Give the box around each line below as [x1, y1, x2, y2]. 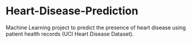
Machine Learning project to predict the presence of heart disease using [5, 24, 187, 31]
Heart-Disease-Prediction [5, 4, 138, 18]
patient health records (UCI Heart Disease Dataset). [5, 30, 134, 37]
